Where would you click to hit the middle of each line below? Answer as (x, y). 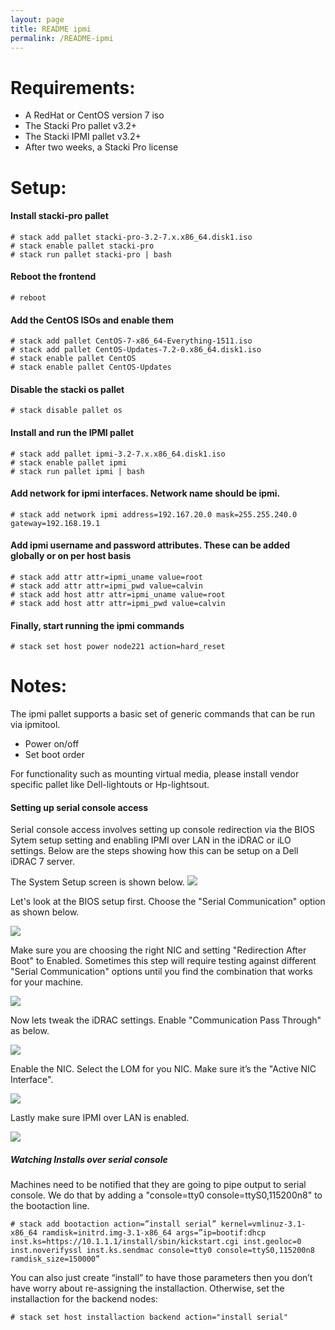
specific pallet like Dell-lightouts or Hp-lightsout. (110, 785)
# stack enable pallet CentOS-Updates (91, 367)
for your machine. (47, 982)
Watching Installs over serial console (89, 1159)
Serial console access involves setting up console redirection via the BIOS (162, 830)
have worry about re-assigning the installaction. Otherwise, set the (147, 1288)
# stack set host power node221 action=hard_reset (118, 647)
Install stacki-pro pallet (59, 216)
